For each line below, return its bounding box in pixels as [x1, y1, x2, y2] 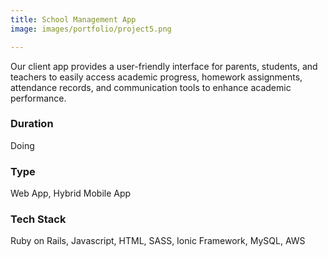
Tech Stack [10, 212, 67, 226]
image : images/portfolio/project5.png [10, 24, 172, 34]
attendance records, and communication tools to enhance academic [10, 81, 292, 93]
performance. [10, 92, 67, 104]
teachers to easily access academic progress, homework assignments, [10, 71, 303, 83]
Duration [10, 117, 54, 131]
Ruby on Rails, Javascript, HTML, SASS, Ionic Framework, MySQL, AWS [10, 235, 306, 247]
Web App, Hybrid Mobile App [10, 187, 132, 200]
